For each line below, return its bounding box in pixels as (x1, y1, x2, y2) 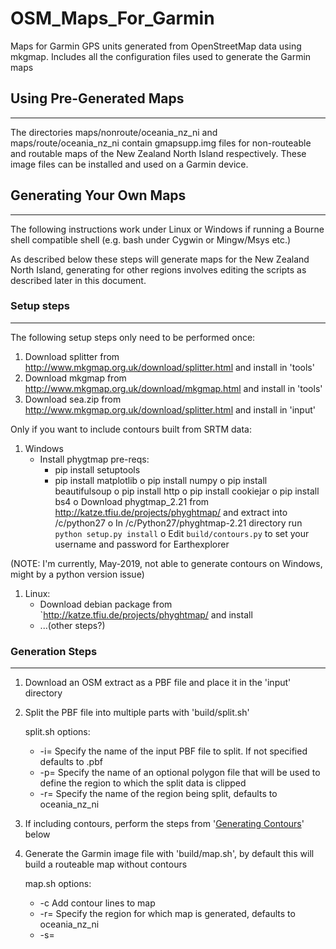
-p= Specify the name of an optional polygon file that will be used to (39, 767, 321, 779)
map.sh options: (24, 878, 92, 890)
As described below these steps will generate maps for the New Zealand (10, 253, 310, 265)
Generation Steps (10, 644, 98, 658)
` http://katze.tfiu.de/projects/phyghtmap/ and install (39, 608, 253, 621)
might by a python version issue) (10, 568, 145, 580)
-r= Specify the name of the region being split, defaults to (39, 788, 278, 800)
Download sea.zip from (24, 393, 122, 405)
